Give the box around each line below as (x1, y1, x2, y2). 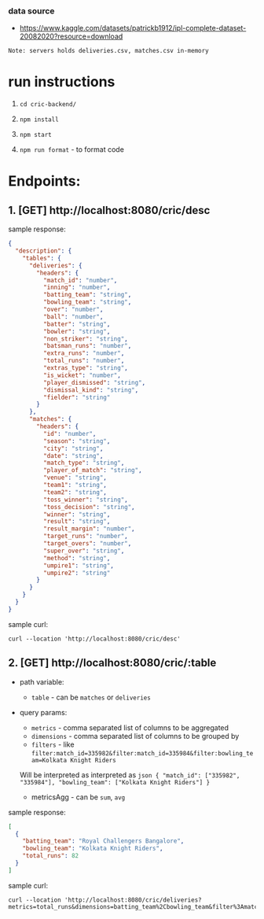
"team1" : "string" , (42, 482, 108, 489)
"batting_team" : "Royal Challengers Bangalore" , (22, 837, 185, 845)
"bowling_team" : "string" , (42, 298, 132, 306)
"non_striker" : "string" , (42, 334, 128, 343)
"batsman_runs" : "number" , (42, 342, 132, 350)
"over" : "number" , (42, 305, 104, 314)
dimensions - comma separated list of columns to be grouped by (31, 731, 240, 740)
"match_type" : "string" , (42, 459, 125, 467)
